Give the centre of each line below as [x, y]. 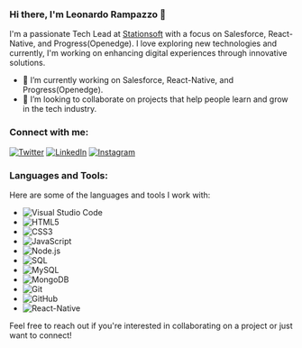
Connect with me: [49, 133]
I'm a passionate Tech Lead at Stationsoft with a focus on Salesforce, [138, 34]
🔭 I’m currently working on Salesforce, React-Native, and [128, 80]
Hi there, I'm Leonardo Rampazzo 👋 [88, 14]
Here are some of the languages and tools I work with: [110, 195]
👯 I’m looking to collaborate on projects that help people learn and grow [155, 99]
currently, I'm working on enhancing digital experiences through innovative [148, 53]
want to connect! [41, 335]
